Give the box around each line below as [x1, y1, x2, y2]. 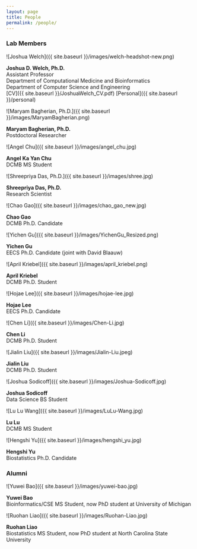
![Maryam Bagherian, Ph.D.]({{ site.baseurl [6, 108, 110, 115]
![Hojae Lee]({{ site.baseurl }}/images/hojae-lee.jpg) [6, 289, 134, 297]
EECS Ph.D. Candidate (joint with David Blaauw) [6, 249, 123, 256]
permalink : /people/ [6, 20, 58, 26]
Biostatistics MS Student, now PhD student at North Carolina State [6, 529, 168, 537]
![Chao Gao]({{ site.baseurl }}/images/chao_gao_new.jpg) [6, 201, 147, 209]
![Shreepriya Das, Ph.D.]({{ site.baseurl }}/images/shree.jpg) [6, 172, 153, 179]
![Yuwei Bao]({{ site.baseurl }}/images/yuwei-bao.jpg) [6, 482, 138, 490]
